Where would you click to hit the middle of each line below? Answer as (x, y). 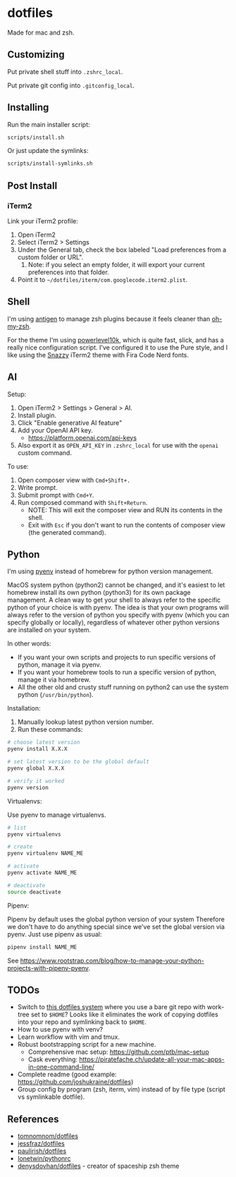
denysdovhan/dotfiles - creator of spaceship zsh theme (98, 1166)
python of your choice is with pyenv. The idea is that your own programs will (118, 608)
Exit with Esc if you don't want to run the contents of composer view (126, 525)
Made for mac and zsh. (41, 32)
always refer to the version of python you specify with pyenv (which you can (118, 615)
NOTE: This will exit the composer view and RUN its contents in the (125, 510)
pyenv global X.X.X (36, 769)
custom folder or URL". (50, 257)
